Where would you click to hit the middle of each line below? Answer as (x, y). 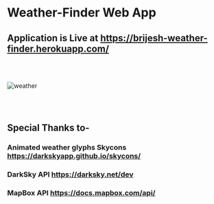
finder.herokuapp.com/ (58, 48)
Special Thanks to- (48, 128)
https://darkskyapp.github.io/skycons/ (74, 156)
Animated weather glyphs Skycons (67, 148)
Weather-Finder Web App (82, 13)
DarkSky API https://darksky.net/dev (70, 174)
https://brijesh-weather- (154, 38)
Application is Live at (53, 38)
